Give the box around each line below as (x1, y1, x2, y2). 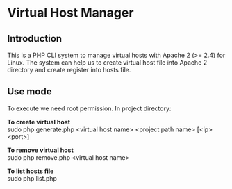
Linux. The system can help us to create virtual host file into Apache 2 (7, 58, 208, 67)
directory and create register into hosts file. (7, 66, 131, 74)
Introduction (7, 33, 63, 44)
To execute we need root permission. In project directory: (7, 104, 172, 113)
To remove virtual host (7, 146, 74, 154)
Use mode (7, 85, 52, 98)
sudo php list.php (7, 174, 58, 182)
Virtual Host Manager (7, 5, 134, 21)
